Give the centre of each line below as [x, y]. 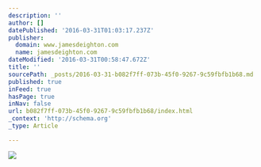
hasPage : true [32, 97]
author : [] [26, 23]
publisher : [26, 38]
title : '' [25, 67]
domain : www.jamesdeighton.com [67, 45]
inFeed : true [30, 89]
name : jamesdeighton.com [56, 52]
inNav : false [30, 104]
